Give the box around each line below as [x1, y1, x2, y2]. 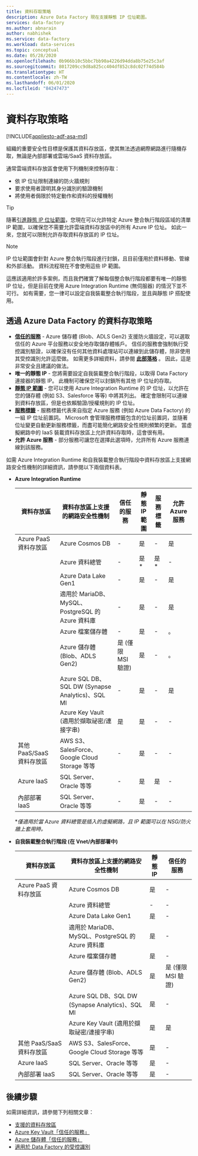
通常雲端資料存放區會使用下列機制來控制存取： [6, 165, 120, 172]
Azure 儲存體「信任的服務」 [14, 1136, 82, 1143]
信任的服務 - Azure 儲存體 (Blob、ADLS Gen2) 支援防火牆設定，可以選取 [14, 333, 190, 340]
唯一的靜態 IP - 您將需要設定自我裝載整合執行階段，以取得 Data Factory [14, 370, 188, 377]
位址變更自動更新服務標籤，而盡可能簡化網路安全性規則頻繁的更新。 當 [14, 421, 187, 428]
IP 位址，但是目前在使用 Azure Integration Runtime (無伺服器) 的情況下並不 [6, 282, 187, 289]
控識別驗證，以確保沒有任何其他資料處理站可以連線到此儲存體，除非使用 [14, 347, 190, 354]
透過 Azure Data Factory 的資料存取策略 [6, 316, 152, 326]
